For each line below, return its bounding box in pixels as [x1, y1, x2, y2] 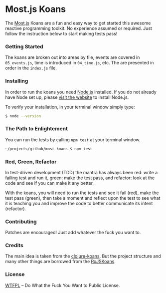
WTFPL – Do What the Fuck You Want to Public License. [5, 282, 120, 288]
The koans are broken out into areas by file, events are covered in [5, 54, 140, 60]
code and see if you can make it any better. [5, 180, 94, 186]
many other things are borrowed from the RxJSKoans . [5, 259, 116, 265]
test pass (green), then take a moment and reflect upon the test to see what [5, 195, 161, 201]
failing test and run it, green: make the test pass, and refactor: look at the [5, 175, 155, 181]
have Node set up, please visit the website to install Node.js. [5, 94, 129, 100]
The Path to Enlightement [5, 125, 68, 132]
